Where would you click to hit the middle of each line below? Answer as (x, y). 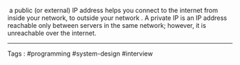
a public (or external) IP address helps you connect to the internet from (114, 10)
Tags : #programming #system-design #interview (80, 54)
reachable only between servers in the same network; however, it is (107, 25)
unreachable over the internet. (52, 33)
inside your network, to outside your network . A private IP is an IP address (117, 18)
